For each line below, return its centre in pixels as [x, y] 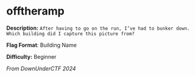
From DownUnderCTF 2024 [41, 69]
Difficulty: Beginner [31, 56]
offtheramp [36, 11]
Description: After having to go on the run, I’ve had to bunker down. [98, 28]
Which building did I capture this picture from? [71, 34]
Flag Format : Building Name [42, 45]
